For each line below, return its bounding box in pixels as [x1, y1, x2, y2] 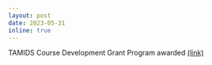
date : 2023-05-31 [8, 19, 66, 27]
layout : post [8, 11, 51, 20]
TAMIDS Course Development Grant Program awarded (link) [8, 48, 204, 58]
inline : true [8, 26, 51, 34]
